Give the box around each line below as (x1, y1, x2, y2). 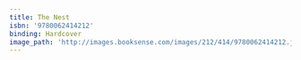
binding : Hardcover (9, 29, 82, 38)
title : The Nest (9, 12, 70, 22)
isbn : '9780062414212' (9, 21, 94, 30)
